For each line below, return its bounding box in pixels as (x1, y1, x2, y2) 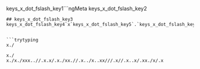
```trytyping (6, 37, 39, 43)
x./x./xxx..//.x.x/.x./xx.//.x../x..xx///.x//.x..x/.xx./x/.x (6, 58, 164, 64)
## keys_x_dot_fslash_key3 (6, 17, 73, 22)
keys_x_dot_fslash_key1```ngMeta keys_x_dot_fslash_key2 (6, 5, 147, 12)
